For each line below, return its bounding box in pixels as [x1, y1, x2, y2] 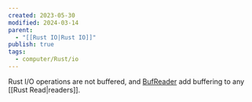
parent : [8, 26, 34, 34]
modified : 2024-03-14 [8, 19, 79, 27]
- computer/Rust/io [15, 56, 79, 64]
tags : [8, 48, 26, 56]
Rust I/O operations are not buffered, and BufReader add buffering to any [8, 76, 245, 86]
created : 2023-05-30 [8, 11, 76, 20]
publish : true [8, 41, 55, 49]
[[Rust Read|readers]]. [8, 85, 81, 94]
